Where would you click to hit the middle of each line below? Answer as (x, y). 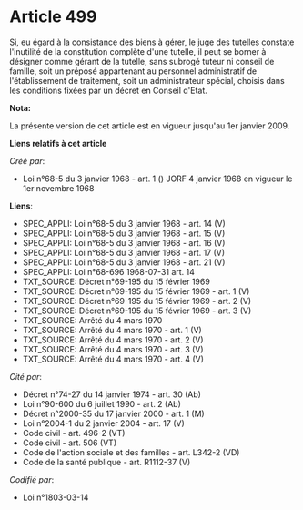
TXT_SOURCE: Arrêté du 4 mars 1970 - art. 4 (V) (113, 359)
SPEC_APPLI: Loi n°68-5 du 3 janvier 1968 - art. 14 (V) (124, 223)
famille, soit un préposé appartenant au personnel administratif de (133, 71)
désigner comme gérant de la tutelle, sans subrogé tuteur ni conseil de (142, 61)
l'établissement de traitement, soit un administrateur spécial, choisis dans (147, 80)
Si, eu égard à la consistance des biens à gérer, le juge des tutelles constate (152, 42)
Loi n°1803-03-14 (56, 497)
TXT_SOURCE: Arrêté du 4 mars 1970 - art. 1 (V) (112, 330)
